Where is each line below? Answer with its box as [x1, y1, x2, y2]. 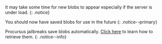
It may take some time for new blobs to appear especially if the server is [5, 4, 153, 10]
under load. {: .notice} [5, 9, 50, 15]
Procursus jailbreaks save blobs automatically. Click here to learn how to [5, 29, 153, 34]
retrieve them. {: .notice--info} [5, 34, 67, 40]
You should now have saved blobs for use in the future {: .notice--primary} [5, 19, 158, 25]
